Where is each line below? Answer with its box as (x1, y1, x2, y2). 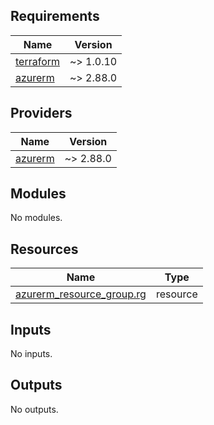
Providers (10, 105, 73, 122)
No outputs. (10, 403, 59, 415)
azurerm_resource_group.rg (15, 287, 147, 301)
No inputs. (10, 348, 53, 360)
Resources (10, 240, 79, 258)
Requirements (10, 8, 100, 25)
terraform (15, 54, 61, 68)
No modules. (10, 212, 63, 224)
